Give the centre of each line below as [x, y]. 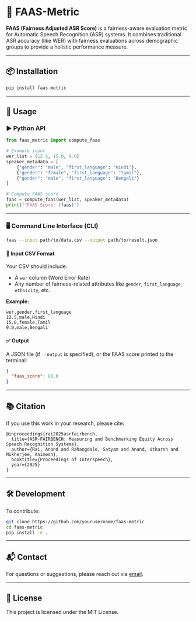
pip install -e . [27, 533]
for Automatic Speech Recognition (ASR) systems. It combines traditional [94, 34]
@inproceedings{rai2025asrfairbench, [52, 434]
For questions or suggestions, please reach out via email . [75, 574]
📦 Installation [32, 72]
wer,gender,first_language [39, 313]
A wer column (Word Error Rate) [52, 278]
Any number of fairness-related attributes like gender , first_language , [98, 284]
